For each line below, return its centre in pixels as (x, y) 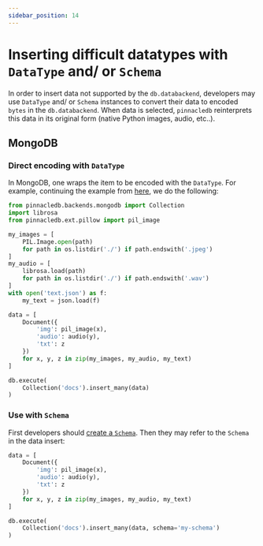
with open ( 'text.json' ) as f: (58, 293)
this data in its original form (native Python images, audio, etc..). (111, 118)
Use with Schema (39, 415)
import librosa (33, 213)
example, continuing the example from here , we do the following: (113, 191)
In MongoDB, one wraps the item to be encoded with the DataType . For (122, 183)
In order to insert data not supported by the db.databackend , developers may (132, 93)
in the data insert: (37, 441)
